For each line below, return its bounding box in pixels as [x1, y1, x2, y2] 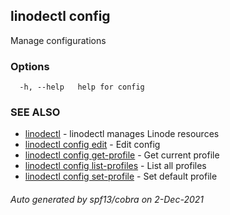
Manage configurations [10, 34, 107, 46]
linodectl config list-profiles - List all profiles [24, 160, 207, 172]
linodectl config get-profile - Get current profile [24, 149, 220, 161]
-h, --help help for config [19, 82, 145, 93]
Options [10, 59, 50, 73]
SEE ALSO [10, 105, 61, 119]
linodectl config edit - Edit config [24, 139, 161, 151]
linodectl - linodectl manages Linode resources [24, 128, 220, 140]
